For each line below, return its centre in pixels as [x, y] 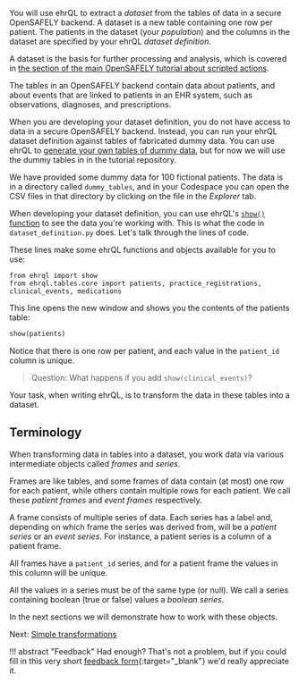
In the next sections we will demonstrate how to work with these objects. [144, 617]
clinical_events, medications [66, 291]
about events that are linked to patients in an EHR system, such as [131, 95]
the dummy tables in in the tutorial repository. [93, 160]
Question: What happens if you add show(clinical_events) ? [141, 377]
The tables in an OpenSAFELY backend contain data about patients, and [142, 85]
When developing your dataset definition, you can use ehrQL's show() [137, 213]
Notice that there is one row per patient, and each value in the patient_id [145, 350]
